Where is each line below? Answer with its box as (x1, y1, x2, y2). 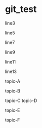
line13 (5, 68, 17, 74)
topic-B (5, 87, 21, 93)
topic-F (5, 116, 20, 123)
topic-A (5, 78, 21, 84)
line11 (5, 58, 16, 64)
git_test (5, 3, 37, 15)
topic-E (5, 107, 20, 113)
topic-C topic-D (5, 97, 37, 103)
